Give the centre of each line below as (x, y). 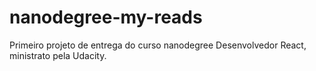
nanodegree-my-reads (106, 17)
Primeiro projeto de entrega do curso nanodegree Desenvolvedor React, (158, 45)
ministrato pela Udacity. (58, 55)
